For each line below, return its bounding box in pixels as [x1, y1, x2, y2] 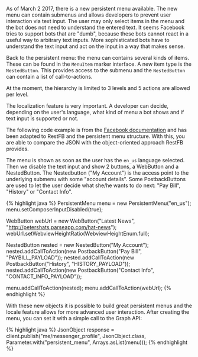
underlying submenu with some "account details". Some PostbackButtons [6, 176, 186, 182]
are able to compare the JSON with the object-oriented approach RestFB [6, 139, 183, 146]
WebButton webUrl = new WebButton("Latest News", [6, 217, 135, 224]
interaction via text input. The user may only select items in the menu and [6, 18, 185, 24]
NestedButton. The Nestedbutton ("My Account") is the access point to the [6, 169, 189, 176]
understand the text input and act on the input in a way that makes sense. [6, 43, 185, 50]
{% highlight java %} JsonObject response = [6, 326, 115, 333]
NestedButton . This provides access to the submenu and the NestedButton [6, 67, 186, 73]
